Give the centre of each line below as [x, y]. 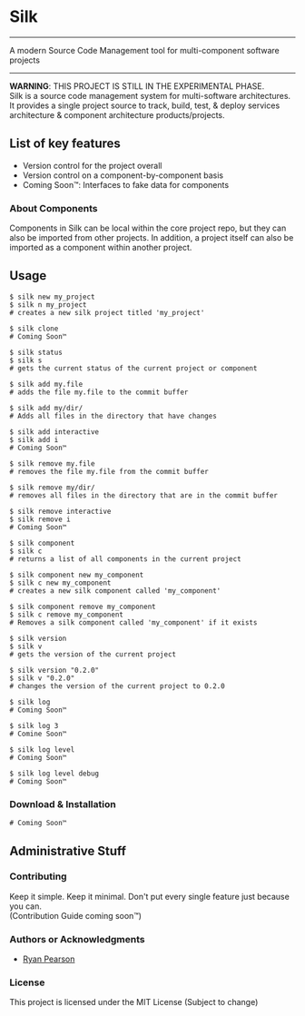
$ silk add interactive [54, 432]
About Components [54, 208]
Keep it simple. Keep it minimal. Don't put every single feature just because [150, 896]
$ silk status [36, 352]
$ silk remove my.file [52, 464]
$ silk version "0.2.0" [54, 670]
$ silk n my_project [49, 305]
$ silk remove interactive [60, 511]
